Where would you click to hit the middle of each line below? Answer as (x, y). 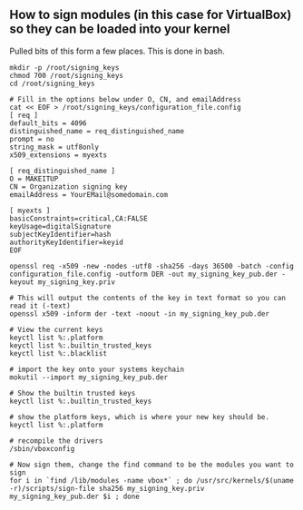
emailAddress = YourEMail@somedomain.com (89, 194)
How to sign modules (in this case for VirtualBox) (151, 15)
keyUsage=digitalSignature (60, 226)
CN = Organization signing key (68, 186)
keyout (22, 282)
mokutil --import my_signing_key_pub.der (89, 377)
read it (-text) (40, 306)
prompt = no (32, 139)
